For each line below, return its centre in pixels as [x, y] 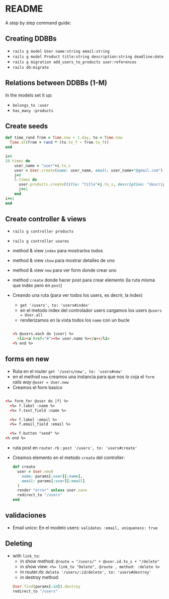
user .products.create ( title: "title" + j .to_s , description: [81, 185]
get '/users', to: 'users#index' [55, 306]
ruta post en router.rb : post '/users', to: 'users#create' [75, 448]
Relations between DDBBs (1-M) [56, 83]
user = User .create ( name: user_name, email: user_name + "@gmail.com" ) [89, 170]
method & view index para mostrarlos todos [58, 251]
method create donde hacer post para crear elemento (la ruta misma [83, 280]
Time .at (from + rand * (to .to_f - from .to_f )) [59, 143]
